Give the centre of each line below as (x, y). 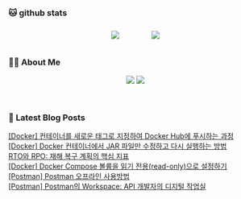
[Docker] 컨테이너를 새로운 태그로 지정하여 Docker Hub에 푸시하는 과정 (121, 135)
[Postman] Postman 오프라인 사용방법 (69, 176)
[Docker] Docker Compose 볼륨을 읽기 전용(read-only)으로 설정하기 (118, 166)
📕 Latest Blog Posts (47, 118)
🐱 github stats (38, 13)
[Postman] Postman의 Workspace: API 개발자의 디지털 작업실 (107, 186)
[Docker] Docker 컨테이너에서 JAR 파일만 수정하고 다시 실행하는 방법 (118, 146)
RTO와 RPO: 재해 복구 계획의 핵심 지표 (69, 155)
